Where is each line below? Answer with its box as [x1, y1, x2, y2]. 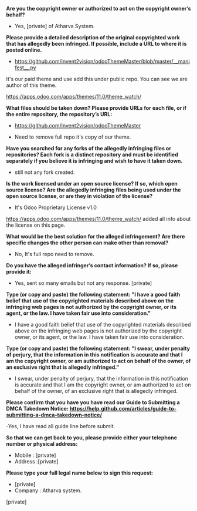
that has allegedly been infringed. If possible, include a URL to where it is [6, 41, 187, 47]
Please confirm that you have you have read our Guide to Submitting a [6, 399, 180, 406]
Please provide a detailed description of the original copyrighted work [6, 34, 180, 41]
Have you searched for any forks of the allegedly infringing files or [6, 145, 172, 152]
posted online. [6, 46, 42, 53]
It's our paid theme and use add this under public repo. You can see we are [6, 76, 188, 82]
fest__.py [14, 64, 36, 71]
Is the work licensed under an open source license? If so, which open [6, 180, 178, 187]
